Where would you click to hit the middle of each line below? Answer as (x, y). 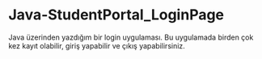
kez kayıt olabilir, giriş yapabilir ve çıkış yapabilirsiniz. (97, 45)
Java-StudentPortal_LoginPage (116, 15)
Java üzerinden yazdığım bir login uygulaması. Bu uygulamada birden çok (131, 37)
